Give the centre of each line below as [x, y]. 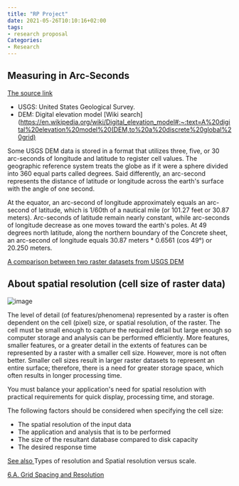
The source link [30, 93]
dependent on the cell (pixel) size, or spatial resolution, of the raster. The [114, 322]
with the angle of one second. [51, 189]
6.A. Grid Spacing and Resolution [56, 475]
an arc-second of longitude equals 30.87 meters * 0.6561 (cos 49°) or [110, 240]
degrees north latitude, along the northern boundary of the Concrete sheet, [117, 233]
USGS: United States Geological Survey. [76, 107]
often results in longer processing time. [65, 375]
